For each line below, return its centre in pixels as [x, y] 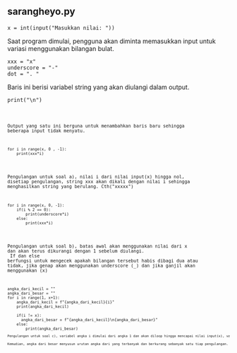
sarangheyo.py [41, 12]
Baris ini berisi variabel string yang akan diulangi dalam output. [98, 87]
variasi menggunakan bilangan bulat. [61, 48]
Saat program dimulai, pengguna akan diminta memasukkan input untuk [112, 41]
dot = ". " [23, 74]
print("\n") [25, 100]
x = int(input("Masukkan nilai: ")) [61, 28]
